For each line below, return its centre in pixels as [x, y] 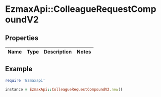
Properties [22, 38]
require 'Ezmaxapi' [25, 80]
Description [58, 52]
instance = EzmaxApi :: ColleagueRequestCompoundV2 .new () [64, 89]
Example [19, 69]
